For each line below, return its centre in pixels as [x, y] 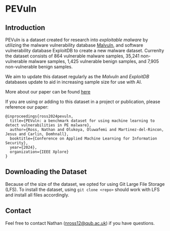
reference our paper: [27, 107]
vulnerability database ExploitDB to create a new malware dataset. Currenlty [85, 51]
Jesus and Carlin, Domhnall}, [37, 134]
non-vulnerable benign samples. [39, 67]
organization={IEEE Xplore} [39, 152]
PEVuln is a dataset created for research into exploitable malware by [77, 40]
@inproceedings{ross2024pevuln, [39, 116]
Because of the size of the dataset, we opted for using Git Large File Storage [85, 184]
